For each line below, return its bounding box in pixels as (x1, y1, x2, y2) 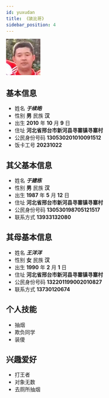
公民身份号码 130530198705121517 (14, 206, 100, 213)
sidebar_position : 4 (6, 22, 57, 28)
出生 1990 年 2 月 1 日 (14, 264, 67, 271)
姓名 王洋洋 (14, 249, 42, 256)
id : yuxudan (6, 9, 35, 15)
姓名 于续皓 (14, 105, 42, 112)
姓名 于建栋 (14, 177, 42, 184)
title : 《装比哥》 (6, 15, 47, 22)
